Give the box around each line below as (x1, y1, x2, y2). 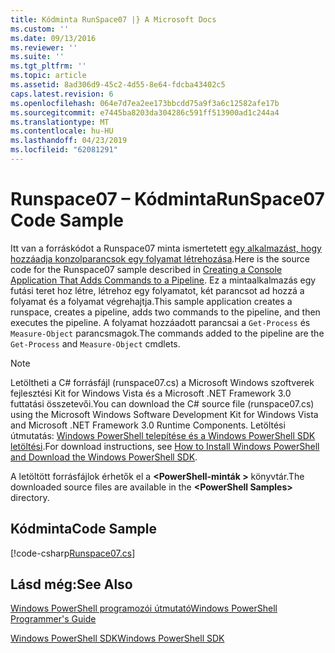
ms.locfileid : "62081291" (10, 145, 118, 155)
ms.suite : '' (10, 52, 65, 62)
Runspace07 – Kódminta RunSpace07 (10, 188, 325, 211)
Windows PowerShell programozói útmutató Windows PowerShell (10, 602, 278, 615)
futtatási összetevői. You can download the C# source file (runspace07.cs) (10, 397, 315, 410)
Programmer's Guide (10, 613, 97, 625)
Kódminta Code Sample (10, 521, 157, 538)
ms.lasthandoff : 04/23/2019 (10, 136, 128, 146)
